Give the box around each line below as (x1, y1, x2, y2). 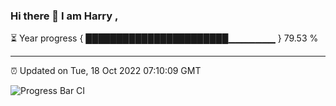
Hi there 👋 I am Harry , (10, 9, 119, 23)
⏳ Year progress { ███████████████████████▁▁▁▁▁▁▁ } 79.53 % (10, 32, 319, 44)
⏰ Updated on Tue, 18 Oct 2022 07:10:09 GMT (10, 65, 202, 77)
